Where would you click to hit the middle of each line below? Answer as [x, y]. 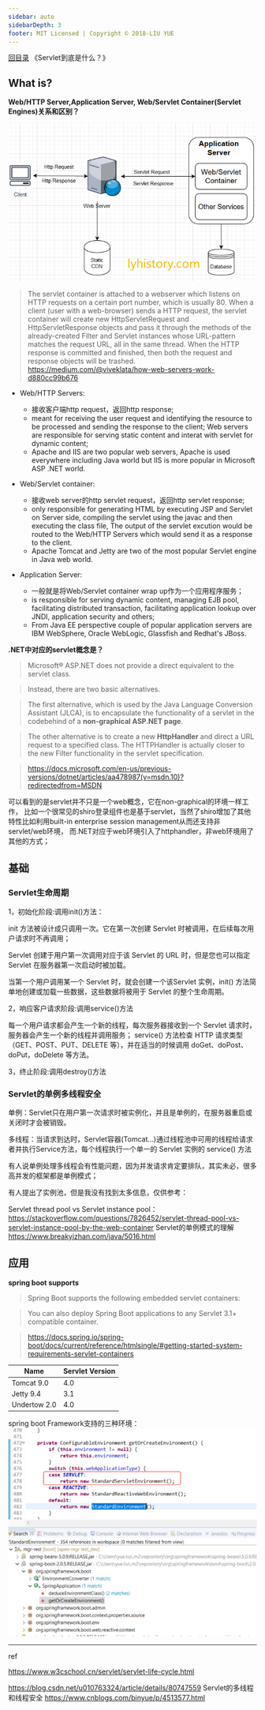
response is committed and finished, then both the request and [130, 352]
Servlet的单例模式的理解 [195, 1227]
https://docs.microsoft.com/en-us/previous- [99, 768]
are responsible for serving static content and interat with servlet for [142, 435]
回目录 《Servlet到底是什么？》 [59, 58]
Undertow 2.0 [34, 1404]
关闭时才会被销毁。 [39, 1122]
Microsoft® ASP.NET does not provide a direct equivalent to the [131, 665]
